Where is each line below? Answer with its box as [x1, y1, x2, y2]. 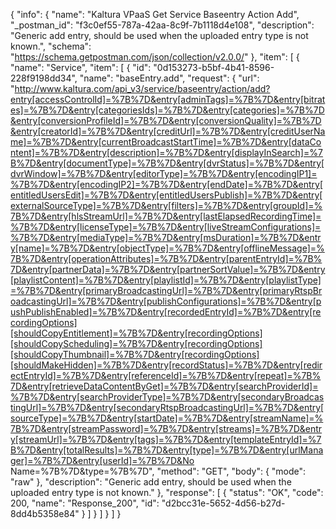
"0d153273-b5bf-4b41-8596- [153, 62, 275, 73]
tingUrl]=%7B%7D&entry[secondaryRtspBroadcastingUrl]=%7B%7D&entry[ [10, 402, 325, 413]
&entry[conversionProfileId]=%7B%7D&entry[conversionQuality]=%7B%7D [10, 115, 322, 126]
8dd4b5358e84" [10, 508, 80, 519]
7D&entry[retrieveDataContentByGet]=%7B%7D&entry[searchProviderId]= [10, 380, 319, 392]
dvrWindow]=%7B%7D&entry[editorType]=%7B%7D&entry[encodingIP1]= [10, 168, 318, 179]
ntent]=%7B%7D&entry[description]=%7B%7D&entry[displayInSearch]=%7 [10, 147, 323, 158]
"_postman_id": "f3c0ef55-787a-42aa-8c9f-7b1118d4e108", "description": [10, 19, 315, 31]
